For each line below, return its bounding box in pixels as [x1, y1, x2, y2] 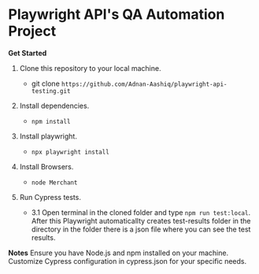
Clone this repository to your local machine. [19, 63, 161, 72]
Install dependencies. [19, 101, 90, 110]
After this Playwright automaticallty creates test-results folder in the [31, 216, 251, 225]
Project [8, 22, 57, 40]
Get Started [8, 48, 47, 57]
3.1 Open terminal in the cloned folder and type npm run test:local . [31, 207, 250, 217]
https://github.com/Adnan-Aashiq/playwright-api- [61, 80, 228, 88]
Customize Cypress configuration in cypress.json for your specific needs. [8, 256, 247, 265]
